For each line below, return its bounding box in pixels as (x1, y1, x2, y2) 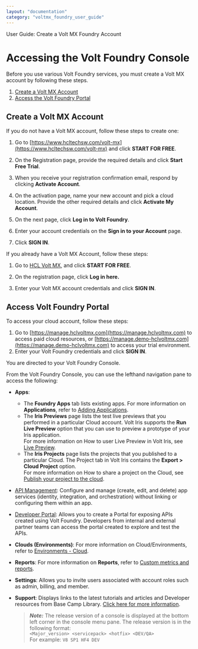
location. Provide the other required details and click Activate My (14, 199, 174, 206)
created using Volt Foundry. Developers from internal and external (14, 517, 176, 524)
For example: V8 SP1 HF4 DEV (29, 636, 100, 643)
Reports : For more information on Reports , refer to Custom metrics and (14, 559, 189, 566)
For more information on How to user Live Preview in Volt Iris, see (23, 438, 183, 445)
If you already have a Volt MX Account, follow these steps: (6, 251, 149, 258)
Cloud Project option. (23, 463, 77, 470)
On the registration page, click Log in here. (14, 273, 120, 281)
